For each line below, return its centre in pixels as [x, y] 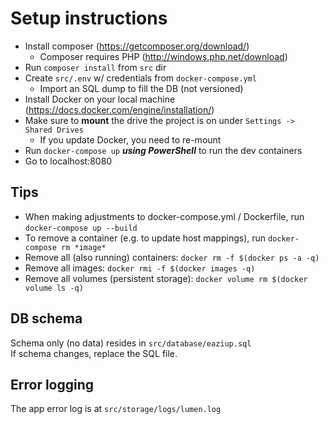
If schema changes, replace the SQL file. [94, 353]
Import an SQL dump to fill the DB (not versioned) [141, 88]
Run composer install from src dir [95, 67]
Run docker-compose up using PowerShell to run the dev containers [163, 150]
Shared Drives [54, 130]
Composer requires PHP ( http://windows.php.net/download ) [163, 56]
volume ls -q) [54, 288]
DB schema [46, 318]
